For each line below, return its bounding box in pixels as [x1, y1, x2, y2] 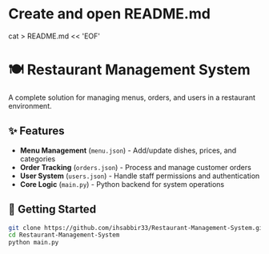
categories [19, 153, 56, 164]
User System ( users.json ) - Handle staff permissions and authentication [19, 171, 260, 181]
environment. [8, 101, 52, 110]
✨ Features [8, 125, 65, 138]
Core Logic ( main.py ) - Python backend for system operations [19, 179, 225, 189]
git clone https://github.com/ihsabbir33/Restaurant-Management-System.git [8, 224, 267, 232]
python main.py [8, 239, 59, 247]
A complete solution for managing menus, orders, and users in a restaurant [8, 93, 256, 102]
